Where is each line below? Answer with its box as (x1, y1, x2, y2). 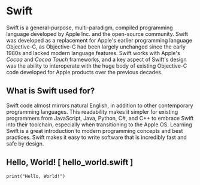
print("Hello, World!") (6, 173, 66, 179)
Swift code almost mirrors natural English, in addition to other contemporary (6, 102, 193, 109)
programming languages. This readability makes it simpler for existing (6, 108, 178, 115)
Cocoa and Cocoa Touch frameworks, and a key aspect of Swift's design (6, 56, 187, 63)
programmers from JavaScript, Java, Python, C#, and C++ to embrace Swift (6, 114, 194, 122)
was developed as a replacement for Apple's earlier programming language (6, 37, 193, 44)
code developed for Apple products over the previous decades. (6, 68, 163, 75)
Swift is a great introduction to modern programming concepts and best (6, 127, 183, 134)
